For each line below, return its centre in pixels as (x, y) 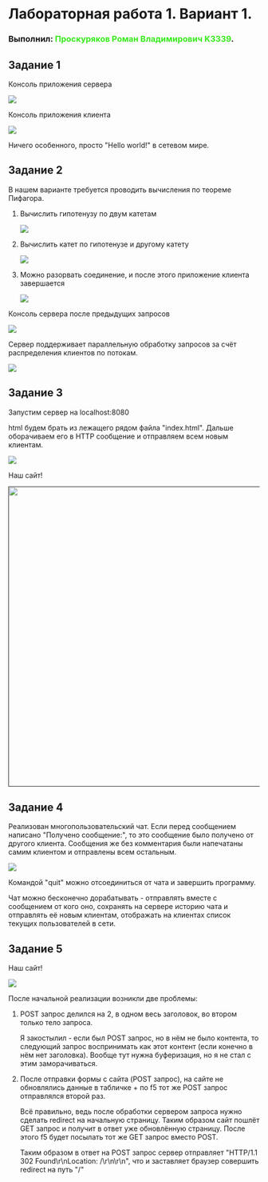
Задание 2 (35, 170)
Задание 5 (35, 949)
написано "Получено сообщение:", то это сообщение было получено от (131, 835)
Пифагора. (26, 198)
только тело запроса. (56, 1023)
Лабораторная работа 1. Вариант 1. (130, 14)
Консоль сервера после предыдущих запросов (89, 314)
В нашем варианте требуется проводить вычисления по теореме (120, 190)
